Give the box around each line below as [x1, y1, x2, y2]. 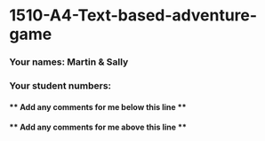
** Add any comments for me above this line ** [9, 121, 187, 133]
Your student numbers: [9, 80, 112, 92]
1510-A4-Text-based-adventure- [9, 5, 258, 26]
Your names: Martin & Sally [9, 56, 129, 68]
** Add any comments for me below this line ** [9, 101, 187, 112]
